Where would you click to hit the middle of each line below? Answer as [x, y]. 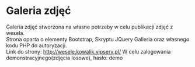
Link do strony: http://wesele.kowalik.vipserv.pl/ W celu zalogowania [88, 51]
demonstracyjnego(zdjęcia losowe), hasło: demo [65, 58]
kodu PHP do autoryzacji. [36, 45]
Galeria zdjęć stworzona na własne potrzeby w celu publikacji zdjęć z [90, 27]
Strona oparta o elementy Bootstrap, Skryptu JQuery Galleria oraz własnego [98, 39]
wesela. [15, 33]
